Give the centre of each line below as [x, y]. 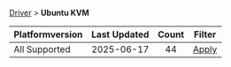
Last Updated [120, 34]
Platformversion [48, 34]
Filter [205, 34]
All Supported [42, 49]
